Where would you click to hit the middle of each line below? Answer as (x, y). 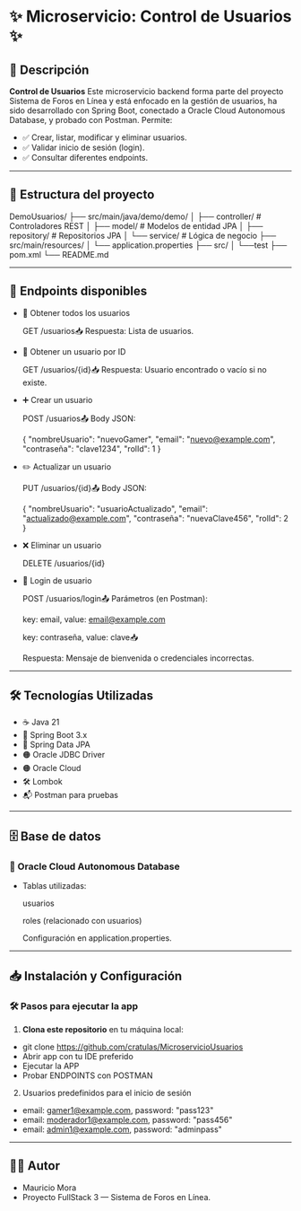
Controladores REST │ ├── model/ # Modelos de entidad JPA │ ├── (136, 225)
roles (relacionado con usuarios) (82, 921)
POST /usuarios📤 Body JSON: (79, 418)
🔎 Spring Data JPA (56, 745)
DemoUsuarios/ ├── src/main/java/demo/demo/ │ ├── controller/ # (135, 216)
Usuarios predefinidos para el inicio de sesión (107, 1093)
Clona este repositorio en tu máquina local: (103, 1029)
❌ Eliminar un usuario (62, 545)
